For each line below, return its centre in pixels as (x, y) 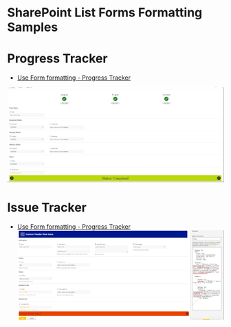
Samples (33, 27)
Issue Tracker (47, 208)
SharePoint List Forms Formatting (105, 13)
